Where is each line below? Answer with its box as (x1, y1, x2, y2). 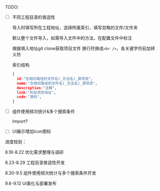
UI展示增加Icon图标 (12, 128, 51, 134)
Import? (12, 119, 28, 124)
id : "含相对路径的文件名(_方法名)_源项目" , (17, 76, 94, 81)
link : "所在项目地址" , (17, 90, 56, 95)
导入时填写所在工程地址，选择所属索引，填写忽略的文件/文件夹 (12, 24, 138, 31)
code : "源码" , (17, 95, 42, 99)
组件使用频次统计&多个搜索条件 (12, 109, 75, 115)
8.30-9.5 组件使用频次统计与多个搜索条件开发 (5, 170, 97, 176)
